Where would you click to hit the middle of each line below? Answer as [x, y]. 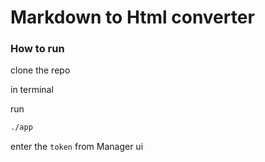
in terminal [32, 90]
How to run [37, 49]
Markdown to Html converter [132, 17]
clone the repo [40, 70]
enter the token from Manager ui [77, 147]
